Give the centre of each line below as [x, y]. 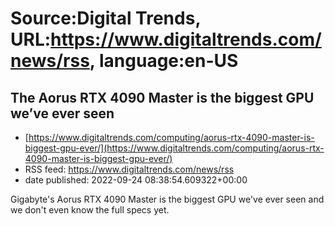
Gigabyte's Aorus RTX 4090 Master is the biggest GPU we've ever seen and [167, 199]
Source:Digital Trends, [105, 18]
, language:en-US [164, 61]
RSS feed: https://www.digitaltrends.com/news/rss [129, 169]
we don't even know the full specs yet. [90, 210]
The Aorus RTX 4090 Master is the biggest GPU [162, 97]
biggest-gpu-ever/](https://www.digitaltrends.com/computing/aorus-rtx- [174, 148]
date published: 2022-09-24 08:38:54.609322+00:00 [136, 180]
